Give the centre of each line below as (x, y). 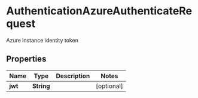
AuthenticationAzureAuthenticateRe (99, 11)
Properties (26, 59)
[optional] (109, 86)
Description (73, 76)
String (41, 86)
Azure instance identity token (42, 40)
